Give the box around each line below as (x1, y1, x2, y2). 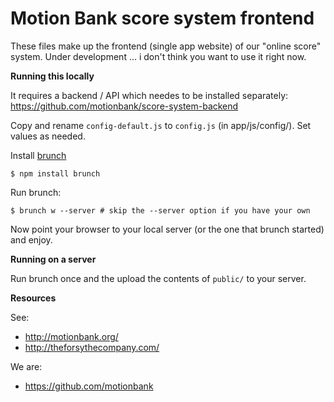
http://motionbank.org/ (24, 330, 119, 342)
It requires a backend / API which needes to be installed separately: (10, 89, 289, 101)
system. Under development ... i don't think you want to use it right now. (10, 50, 307, 62)
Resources (10, 292, 57, 304)
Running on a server (10, 253, 97, 265)
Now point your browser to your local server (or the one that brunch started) (10, 223, 325, 235)
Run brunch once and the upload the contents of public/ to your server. (10, 272, 307, 284)
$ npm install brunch (10, 168, 101, 179)
